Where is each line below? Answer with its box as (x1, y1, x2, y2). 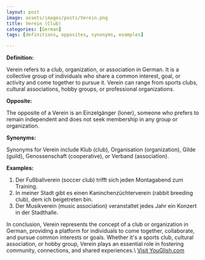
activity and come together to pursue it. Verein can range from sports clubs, (6, 79, 198, 86)
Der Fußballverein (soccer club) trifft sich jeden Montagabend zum (15, 176, 184, 184)
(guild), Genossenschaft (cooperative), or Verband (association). (6, 153, 170, 160)
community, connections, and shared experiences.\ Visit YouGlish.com (6, 247, 185, 254)
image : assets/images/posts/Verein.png (6, 15, 108, 21)
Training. (15, 183, 38, 190)
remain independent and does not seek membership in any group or (6, 116, 178, 123)
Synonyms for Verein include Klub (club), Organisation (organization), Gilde (6, 146, 196, 153)
